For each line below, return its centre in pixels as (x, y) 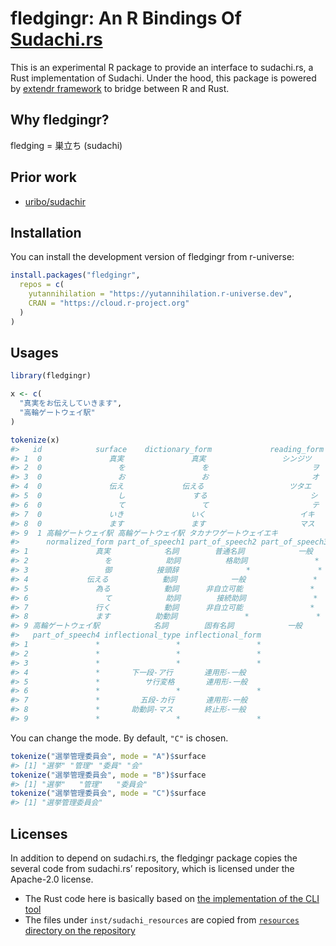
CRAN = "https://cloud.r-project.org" (109, 303)
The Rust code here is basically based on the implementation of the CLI (172, 898)
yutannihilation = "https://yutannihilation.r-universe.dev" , (160, 294)
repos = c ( (42, 285)
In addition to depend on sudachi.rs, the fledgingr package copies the (154, 858)
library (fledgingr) (51, 376)
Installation (46, 232)
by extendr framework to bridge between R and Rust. (120, 88)
